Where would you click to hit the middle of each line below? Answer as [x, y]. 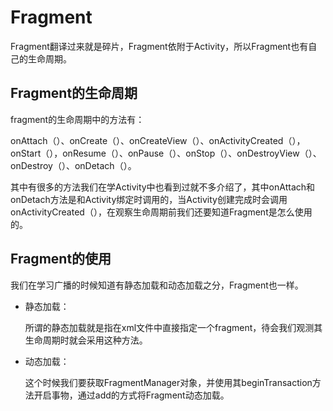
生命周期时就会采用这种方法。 [86, 340]
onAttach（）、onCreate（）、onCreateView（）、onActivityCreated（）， [158, 140]
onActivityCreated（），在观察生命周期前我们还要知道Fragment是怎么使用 [161, 212]
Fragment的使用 [61, 259]
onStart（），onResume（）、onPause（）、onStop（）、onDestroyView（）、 [166, 153]
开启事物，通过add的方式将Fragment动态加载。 [131, 395]
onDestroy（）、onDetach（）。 [73, 165]
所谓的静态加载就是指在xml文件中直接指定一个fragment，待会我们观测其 [173, 327]
